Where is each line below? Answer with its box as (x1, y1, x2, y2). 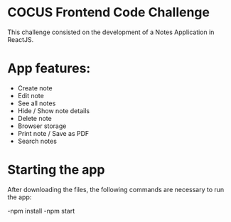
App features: (7, 60, 91, 77)
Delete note (17, 114, 52, 122)
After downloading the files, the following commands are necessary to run (7, 185, 225, 194)
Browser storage (17, 122, 67, 130)
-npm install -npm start (7, 206, 75, 215)
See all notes (17, 99, 56, 107)
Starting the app (7, 162, 105, 178)
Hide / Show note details (17, 106, 90, 115)
